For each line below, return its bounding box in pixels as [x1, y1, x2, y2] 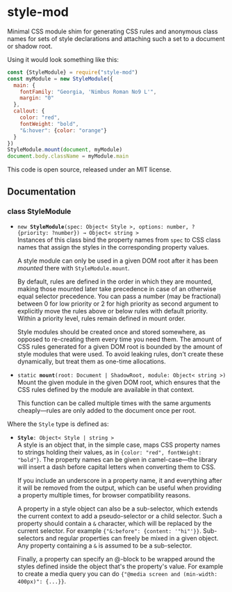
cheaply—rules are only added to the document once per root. [17, 406, 197, 414]
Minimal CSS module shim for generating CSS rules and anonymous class [7, 27, 218, 35]
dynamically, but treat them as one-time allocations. [17, 357, 166, 365]
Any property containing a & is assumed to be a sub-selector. [17, 541, 192, 550]
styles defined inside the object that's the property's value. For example [17, 562, 224, 570]
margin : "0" [19, 94, 54, 101]
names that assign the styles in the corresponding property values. [17, 242, 210, 251]
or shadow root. [7, 42, 53, 50]
